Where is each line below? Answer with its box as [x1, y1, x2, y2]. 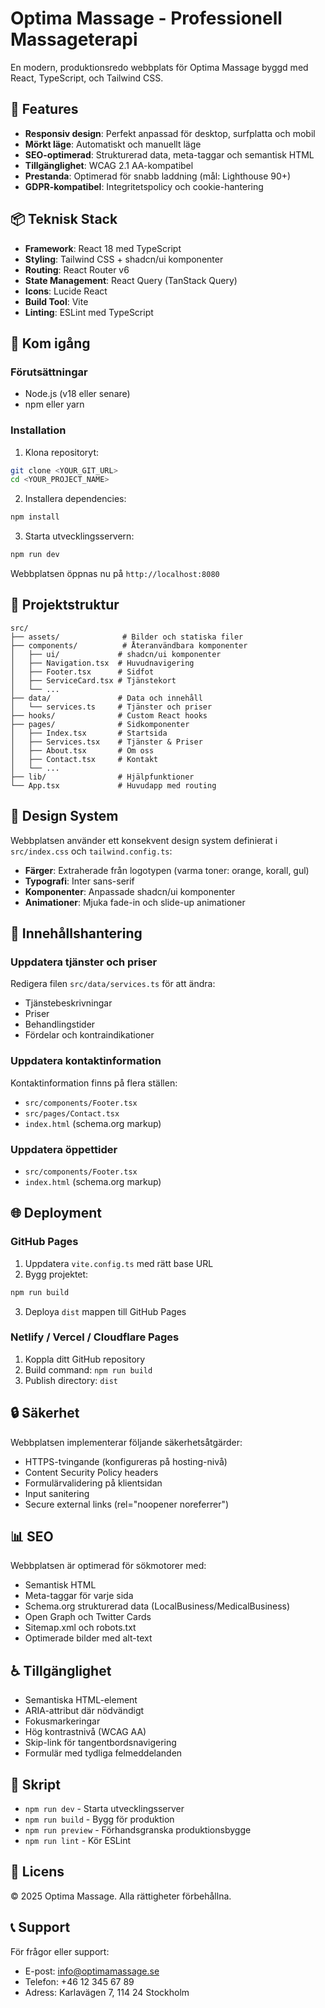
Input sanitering [24, 1487, 90, 1499]
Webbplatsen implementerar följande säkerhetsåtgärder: [10, 1436, 243, 1448]
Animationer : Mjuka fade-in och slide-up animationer [24, 896, 246, 908]
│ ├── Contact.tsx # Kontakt [10, 754, 159, 764]
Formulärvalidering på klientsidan [24, 1477, 163, 1489]
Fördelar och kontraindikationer [24, 1029, 155, 1041]
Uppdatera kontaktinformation [10, 1054, 162, 1068]
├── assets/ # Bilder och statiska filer [10, 632, 244, 642]
